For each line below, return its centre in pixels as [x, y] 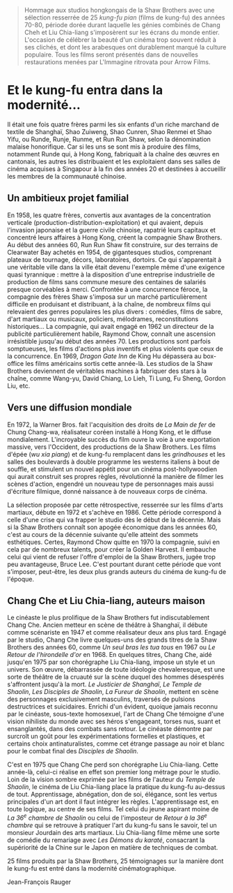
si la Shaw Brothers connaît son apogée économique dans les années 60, [112, 527]
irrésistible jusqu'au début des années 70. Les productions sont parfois [109, 341]
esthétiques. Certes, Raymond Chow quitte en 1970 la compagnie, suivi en [114, 542]
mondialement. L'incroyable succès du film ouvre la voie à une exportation [114, 439]
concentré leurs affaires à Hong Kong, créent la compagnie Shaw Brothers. [115, 237]
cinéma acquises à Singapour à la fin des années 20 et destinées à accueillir [117, 169]
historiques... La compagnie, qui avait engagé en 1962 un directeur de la [111, 326]
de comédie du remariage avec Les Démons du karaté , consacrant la [106, 840]
